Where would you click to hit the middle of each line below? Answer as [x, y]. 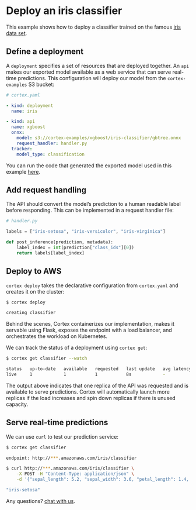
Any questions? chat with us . [41, 501]
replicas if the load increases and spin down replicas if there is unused [91, 398]
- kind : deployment [30, 106]
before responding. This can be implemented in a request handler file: [90, 210]
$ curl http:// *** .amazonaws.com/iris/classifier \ [70, 468]
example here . [23, 171]
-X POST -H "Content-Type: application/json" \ [75, 474]
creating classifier [31, 313]
